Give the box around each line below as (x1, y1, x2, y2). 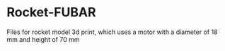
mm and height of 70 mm (6, 35, 80, 43)
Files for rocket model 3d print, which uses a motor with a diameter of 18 (6, 28, 218, 36)
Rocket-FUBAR (6, 4, 96, 21)
